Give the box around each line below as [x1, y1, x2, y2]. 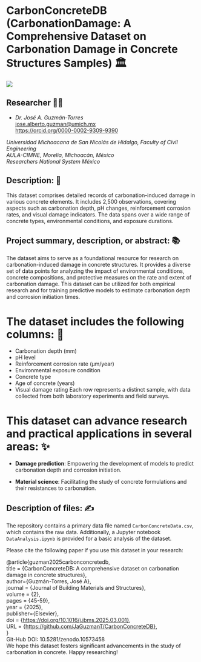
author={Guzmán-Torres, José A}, [6, 578, 92, 585]
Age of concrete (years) [15, 379, 75, 387]
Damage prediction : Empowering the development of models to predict [15, 460, 194, 467]
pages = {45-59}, [6, 597, 50, 604]
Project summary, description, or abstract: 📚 [6, 235, 180, 246]
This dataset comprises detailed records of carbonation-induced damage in [6, 192, 196, 199]
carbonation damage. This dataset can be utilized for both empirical [6, 280, 176, 288]
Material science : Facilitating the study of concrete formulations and [15, 478, 187, 486]
